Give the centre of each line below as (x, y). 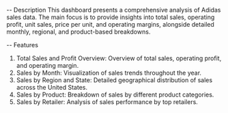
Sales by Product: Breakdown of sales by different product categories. (115, 95)
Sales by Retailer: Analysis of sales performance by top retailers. (107, 102)
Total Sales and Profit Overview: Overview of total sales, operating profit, (119, 58)
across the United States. (52, 87)
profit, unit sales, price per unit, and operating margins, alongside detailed (110, 24)
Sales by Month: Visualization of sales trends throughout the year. (109, 73)
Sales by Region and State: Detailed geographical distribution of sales (114, 80)
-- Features (23, 45)
